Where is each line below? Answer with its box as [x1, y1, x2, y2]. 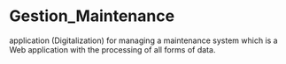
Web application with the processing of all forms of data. [9, 44, 216, 54]
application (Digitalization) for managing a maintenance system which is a [9, 35, 278, 46]
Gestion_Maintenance [9, 6, 175, 26]
